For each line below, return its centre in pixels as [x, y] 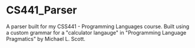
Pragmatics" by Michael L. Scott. [46, 39]
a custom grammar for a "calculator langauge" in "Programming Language [96, 32]
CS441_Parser [42, 10]
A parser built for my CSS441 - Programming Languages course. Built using [98, 26]
